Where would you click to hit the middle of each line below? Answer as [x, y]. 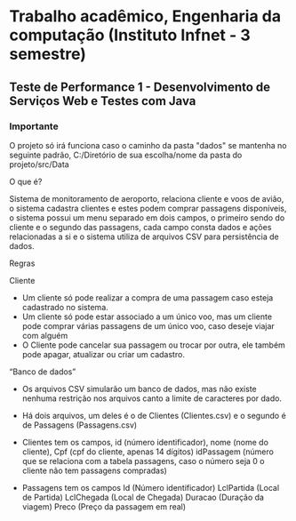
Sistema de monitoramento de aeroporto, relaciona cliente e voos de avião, [147, 198]
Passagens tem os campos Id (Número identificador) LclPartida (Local [151, 487]
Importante [34, 126]
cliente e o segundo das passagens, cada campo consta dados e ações [140, 227]
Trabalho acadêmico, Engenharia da [145, 16]
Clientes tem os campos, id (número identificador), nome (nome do [145, 442]
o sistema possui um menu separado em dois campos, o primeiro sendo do [147, 217]
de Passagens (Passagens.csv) [80, 425]
